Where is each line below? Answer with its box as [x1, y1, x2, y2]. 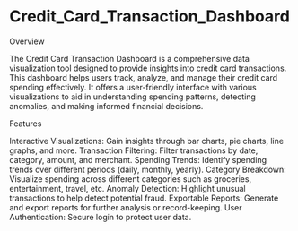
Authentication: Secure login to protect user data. [9, 211, 192, 222]
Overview [9, 36, 45, 47]
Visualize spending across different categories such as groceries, [9, 173, 252, 184]
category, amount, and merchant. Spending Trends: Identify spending [9, 154, 267, 165]
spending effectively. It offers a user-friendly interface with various [9, 81, 258, 92]
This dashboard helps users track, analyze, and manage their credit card [9, 72, 278, 82]
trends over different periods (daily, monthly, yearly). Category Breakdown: [9, 164, 287, 175]
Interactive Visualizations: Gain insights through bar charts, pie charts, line [9, 135, 285, 146]
